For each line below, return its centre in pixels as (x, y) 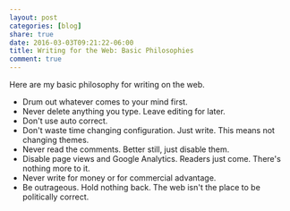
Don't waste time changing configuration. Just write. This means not (149, 130)
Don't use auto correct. (65, 121)
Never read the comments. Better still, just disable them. (126, 149)
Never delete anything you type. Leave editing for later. (124, 111)
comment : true (36, 59)
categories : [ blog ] (46, 26)
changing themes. (55, 140)
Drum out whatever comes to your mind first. (105, 102)
